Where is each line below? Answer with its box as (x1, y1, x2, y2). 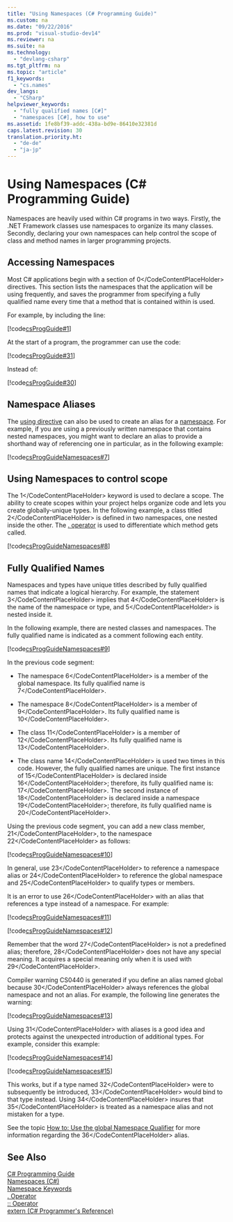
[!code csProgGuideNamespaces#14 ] (7, 1053, 113, 1062)
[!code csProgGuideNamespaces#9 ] (7, 645, 111, 653)
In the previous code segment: (7, 658, 95, 666)
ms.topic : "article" (7, 68, 67, 75)
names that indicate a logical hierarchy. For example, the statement (7, 588, 200, 597)
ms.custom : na (7, 17, 49, 24)
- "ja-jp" (13, 146, 42, 153)
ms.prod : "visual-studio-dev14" (7, 29, 101, 37)
